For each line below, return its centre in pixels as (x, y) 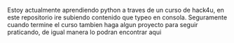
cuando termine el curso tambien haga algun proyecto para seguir (103, 25)
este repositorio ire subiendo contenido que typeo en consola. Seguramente (117, 17)
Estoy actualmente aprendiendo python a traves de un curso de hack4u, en (116, 10)
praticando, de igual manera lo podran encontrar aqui (84, 32)
